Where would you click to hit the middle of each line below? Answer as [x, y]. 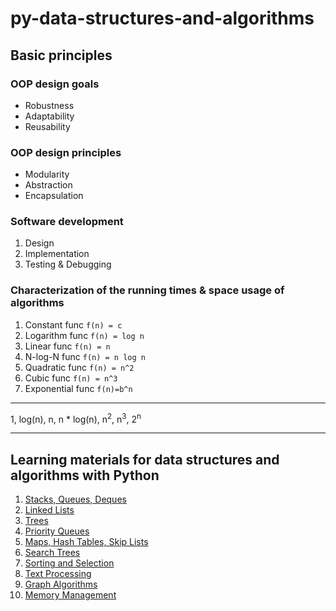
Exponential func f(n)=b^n [78, 388]
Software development [67, 222]
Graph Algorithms [61, 584]
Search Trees [52, 553]
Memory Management [70, 595]
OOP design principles [66, 152]
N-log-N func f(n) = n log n [85, 356]
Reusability [47, 126]
